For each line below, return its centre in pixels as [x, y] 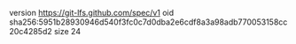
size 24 [67, 31]
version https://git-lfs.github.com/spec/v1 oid [92, 13]
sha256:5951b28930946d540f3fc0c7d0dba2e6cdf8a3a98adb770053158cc [148, 22]
